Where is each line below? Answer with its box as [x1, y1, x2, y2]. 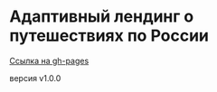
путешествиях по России [9, 25, 210, 46]
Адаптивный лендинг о [9, 6, 194, 27]
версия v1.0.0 [9, 72, 61, 83]
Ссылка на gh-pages [9, 55, 90, 66]
